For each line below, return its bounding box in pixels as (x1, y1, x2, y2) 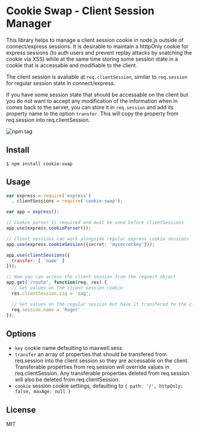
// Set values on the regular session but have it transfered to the (11, 301, 187, 307)
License (6, 405, 36, 415)
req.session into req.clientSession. (6, 116, 91, 123)
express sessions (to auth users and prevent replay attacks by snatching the (6, 49, 192, 56)
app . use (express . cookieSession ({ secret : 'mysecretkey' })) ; (6, 241, 155, 247)
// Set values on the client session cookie (11, 285, 123, 291)
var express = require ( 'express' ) (6, 193, 92, 198)
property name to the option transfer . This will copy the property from (6, 110, 179, 117)
